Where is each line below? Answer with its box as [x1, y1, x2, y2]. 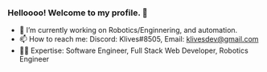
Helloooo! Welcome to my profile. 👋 [7, 7, 148, 18]
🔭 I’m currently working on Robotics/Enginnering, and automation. [18, 26, 238, 35]
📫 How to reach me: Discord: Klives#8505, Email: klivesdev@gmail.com [18, 34, 259, 44]
